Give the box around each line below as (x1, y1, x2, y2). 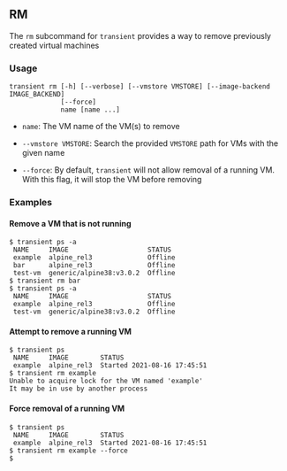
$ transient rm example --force (9, 446, 128, 455)
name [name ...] (60, 105, 121, 114)
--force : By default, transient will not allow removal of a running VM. (21, 165, 276, 175)
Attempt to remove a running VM (9, 326, 132, 336)
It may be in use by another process (9, 384, 148, 393)
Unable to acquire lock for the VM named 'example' (9, 376, 203, 386)
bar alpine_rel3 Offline (12, 261, 176, 270)
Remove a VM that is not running (9, 218, 132, 228)
